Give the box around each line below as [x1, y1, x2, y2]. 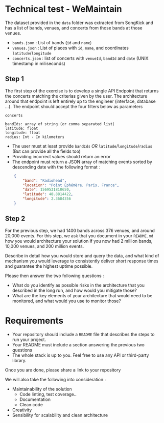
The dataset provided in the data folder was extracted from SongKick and [5, 20, 153, 26]
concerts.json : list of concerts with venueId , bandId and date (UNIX [12, 55, 149, 61]
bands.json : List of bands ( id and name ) [12, 39, 92, 45]
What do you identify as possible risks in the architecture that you [12, 282, 145, 288]
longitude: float [5, 130, 41, 135]
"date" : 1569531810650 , [23, 187, 71, 192]
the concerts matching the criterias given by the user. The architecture [5, 93, 148, 99]
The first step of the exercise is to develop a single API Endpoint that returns [5, 87, 159, 94]
